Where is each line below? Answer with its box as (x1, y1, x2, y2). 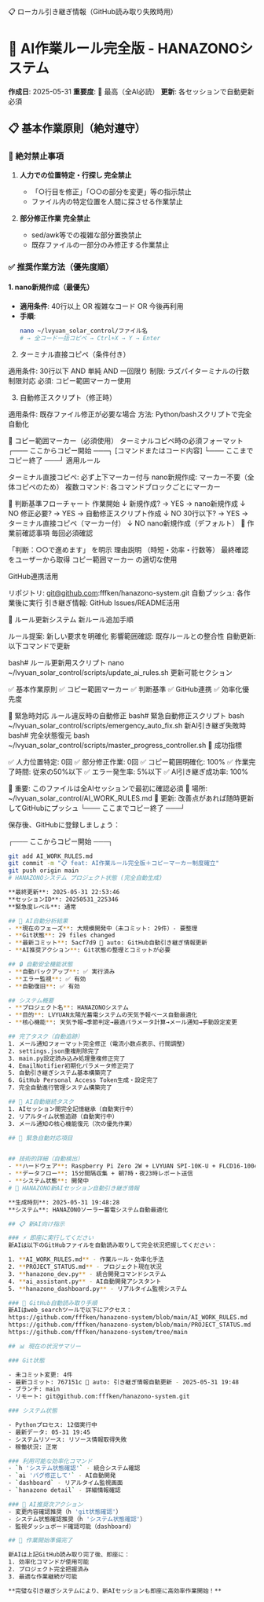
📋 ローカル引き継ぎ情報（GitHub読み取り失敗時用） (8, 7, 178, 16)
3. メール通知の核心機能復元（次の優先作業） (8, 1120, 136, 1127)
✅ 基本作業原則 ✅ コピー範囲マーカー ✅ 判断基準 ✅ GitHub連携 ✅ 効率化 (8, 684, 243, 694)
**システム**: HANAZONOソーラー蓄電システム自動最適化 (8, 1205, 169, 1214)
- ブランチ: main (8, 1385, 60, 1393)
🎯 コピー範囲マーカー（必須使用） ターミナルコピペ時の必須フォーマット (8, 435, 244, 445)
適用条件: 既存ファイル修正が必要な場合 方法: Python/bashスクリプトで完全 (8, 409, 252, 419)
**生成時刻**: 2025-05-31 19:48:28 (8, 1198, 120, 1206)
